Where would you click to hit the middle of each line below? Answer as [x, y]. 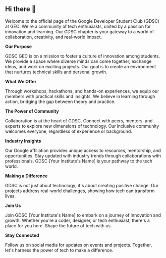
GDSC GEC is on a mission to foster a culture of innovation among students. [83, 56]
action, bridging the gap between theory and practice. [60, 102]
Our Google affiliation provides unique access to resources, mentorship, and [83, 150]
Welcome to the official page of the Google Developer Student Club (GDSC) [82, 21]
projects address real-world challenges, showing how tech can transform [80, 191]
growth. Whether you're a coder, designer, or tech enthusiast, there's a [78, 220]
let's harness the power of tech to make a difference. [59, 250]
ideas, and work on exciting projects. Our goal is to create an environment [81, 66]
